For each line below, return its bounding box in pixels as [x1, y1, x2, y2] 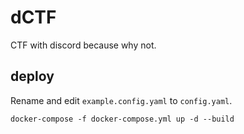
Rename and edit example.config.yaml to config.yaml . [10, 94, 233, 106]
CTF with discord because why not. [10, 39, 157, 51]
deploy [10, 68, 55, 85]
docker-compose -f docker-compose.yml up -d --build [10, 114, 235, 124]
